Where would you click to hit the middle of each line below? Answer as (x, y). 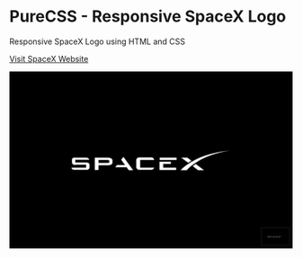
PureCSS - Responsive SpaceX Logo (148, 17)
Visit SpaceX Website (49, 58)
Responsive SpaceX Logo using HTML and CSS (98, 41)
